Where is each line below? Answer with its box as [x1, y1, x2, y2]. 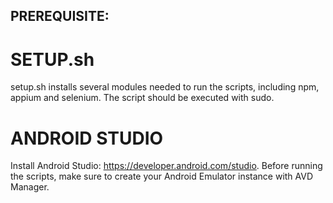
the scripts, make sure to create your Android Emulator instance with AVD [10, 170, 314, 183]
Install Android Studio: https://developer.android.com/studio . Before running [10, 160, 323, 172]
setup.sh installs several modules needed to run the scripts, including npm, [10, 81, 320, 93]
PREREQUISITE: [10, 8, 110, 25]
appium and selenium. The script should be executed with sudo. [10, 92, 275, 104]
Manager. [10, 181, 50, 193]
